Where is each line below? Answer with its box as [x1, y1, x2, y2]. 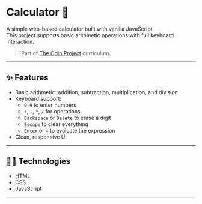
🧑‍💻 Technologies [6, 156, 71, 167]
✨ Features [6, 73, 49, 83]
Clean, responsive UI [14, 133, 67, 140]
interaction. [6, 38, 35, 45]
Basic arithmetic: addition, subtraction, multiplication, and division [14, 88, 179, 95]
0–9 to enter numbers [23, 101, 77, 109]
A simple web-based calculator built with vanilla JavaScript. [6, 25, 155, 32]
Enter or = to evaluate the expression [23, 127, 115, 134]
